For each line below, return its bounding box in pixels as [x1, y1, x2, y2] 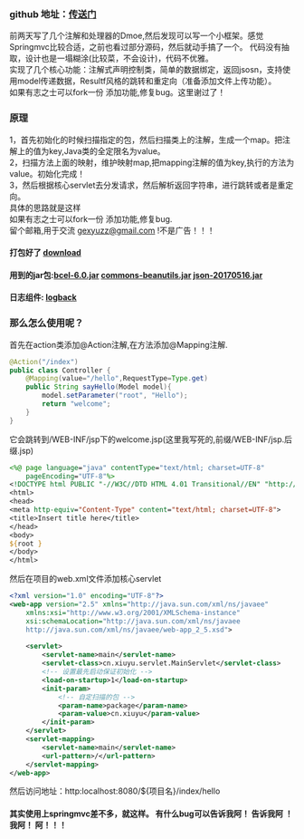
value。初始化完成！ [9, 168, 86, 178]
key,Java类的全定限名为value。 [48, 145, 166, 156]
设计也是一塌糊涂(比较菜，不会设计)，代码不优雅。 [24, 53, 214, 64]
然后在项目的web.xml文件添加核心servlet [9, 574, 162, 584]
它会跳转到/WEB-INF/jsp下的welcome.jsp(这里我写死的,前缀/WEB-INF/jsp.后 [9, 433, 292, 445]
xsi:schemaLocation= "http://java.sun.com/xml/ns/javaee [25, 616, 242, 626]
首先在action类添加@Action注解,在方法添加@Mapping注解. [9, 339, 228, 350]
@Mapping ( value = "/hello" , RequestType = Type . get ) [25, 374, 208, 383]
